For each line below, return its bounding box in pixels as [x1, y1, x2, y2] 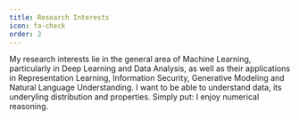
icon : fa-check [9, 21, 66, 30]
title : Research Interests [9, 12, 110, 22]
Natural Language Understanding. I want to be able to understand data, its [9, 82, 283, 93]
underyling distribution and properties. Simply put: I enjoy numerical [9, 92, 260, 102]
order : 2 [9, 29, 42, 38]
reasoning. [9, 101, 49, 112]
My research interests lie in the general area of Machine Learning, [9, 54, 252, 65]
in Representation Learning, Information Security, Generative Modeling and [9, 73, 285, 84]
